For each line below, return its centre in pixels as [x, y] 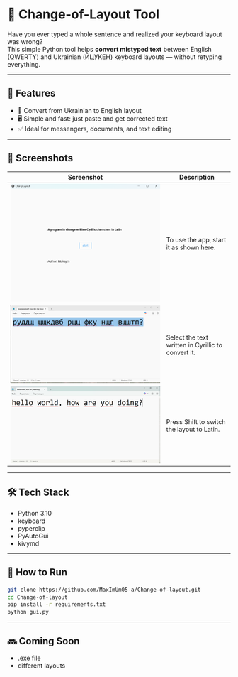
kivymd [28, 543]
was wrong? [25, 41]
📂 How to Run [38, 572]
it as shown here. [191, 247]
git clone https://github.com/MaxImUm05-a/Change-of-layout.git [104, 590]
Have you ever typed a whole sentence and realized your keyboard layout [115, 34]
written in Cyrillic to [194, 345]
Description [197, 178]
